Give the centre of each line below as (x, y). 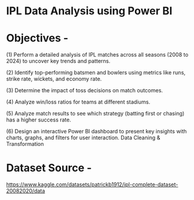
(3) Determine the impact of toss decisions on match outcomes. (84, 90)
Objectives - (37, 38)
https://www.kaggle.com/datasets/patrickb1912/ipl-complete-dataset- (92, 185)
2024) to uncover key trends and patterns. (58, 61)
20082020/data (26, 191)
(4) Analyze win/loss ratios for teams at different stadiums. (78, 102)
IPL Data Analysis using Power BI (89, 11)
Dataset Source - (49, 168)
